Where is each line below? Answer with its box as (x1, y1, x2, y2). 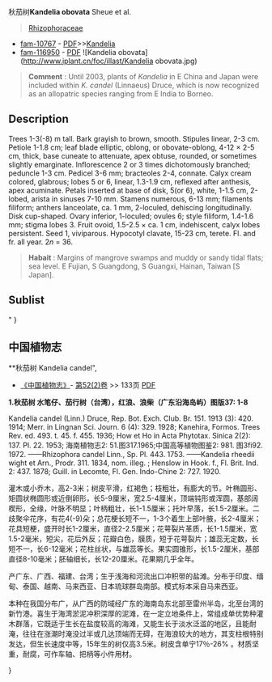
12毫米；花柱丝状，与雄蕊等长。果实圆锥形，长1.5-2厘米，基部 (51, 544, 260, 554)
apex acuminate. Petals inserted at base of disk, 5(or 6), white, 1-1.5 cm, (8, 185, 249, 195)
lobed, (8, 193, 30, 204)
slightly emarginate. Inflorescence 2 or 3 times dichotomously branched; (8, 159, 251, 169)
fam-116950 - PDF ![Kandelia (19, 48, 117, 57)
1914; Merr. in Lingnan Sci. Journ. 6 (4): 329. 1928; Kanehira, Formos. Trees (8, 422, 261, 432)
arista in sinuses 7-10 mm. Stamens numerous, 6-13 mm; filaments (31, 193, 253, 204)
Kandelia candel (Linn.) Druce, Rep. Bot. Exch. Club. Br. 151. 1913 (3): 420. (8, 413, 253, 423)
